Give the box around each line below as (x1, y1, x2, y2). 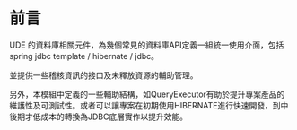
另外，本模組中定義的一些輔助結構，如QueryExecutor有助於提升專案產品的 (9, 89, 285, 100)
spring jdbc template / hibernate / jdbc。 (9, 50, 160, 61)
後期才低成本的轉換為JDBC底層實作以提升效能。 (9, 111, 188, 122)
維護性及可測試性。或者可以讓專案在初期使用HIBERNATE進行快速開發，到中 (9, 100, 289, 110)
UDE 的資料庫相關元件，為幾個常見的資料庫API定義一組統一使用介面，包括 (9, 39, 284, 50)
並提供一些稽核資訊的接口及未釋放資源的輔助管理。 (9, 69, 198, 81)
